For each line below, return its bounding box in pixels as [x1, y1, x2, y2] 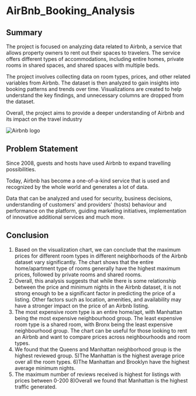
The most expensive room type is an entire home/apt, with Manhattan [14, 308, 183, 315]
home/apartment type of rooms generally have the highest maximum [14, 265, 181, 272]
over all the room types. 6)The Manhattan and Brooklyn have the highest [14, 358, 190, 365]
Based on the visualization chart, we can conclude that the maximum [14, 246, 181, 253]
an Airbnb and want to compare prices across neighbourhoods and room [14, 333, 191, 340]
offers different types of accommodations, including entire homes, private [6, 56, 184, 62]
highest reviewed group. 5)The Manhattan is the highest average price [14, 352, 185, 359]
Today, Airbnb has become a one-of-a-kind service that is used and [6, 177, 170, 184]
